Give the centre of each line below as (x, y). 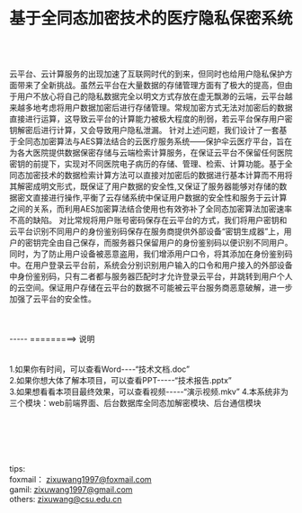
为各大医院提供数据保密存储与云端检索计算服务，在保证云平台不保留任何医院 (151, 152)
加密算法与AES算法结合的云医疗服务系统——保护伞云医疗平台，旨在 (166, 141)
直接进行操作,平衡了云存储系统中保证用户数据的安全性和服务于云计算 (160, 197)
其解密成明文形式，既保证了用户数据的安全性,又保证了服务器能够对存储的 (145, 186)
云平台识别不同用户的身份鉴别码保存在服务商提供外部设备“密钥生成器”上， (147, 231)
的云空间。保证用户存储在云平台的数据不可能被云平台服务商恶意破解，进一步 (151, 287)
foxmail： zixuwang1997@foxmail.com (80, 479)
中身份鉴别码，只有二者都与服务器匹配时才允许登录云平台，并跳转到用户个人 (151, 276)
